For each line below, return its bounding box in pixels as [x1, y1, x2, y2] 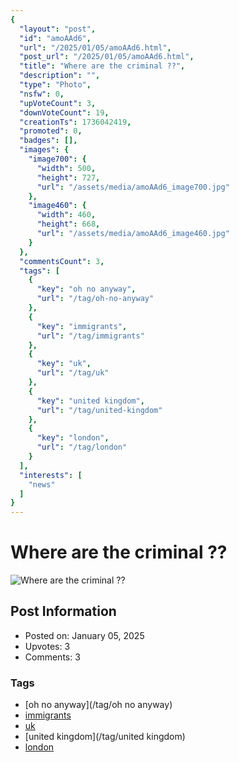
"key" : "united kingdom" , [36, 396, 145, 406]
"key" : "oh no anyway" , [36, 284, 137, 295]
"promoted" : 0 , [19, 126, 83, 136]
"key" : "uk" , [36, 359, 92, 369]
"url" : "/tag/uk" [36, 368, 110, 378]
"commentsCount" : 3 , [19, 256, 105, 266]
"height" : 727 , [36, 172, 101, 183]
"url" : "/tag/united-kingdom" [36, 405, 163, 415]
